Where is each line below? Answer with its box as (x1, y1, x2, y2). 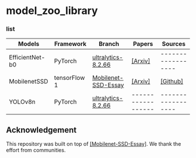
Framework (54, 40, 87, 48)
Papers (133, 40, 153, 48)
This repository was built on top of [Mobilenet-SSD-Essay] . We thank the (6, 141, 181, 148)
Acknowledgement (6, 125, 77, 135)
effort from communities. (6, 147, 66, 154)
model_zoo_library (6, 4, 98, 17)
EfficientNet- (9, 54, 45, 62)
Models (18, 40, 40, 48)
